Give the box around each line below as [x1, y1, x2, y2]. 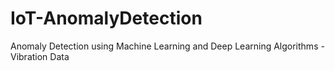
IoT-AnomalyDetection [10, 7, 203, 30]
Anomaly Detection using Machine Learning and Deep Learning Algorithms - [10, 40, 325, 52]
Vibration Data [10, 50, 70, 62]
